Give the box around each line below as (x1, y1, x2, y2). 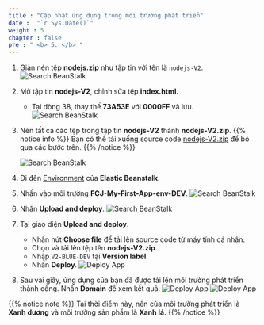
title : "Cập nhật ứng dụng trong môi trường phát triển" (8, 11, 204, 20)
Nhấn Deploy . (31, 260, 78, 270)
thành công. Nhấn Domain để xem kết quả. (19, 284, 161, 293)
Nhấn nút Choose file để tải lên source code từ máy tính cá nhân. (31, 235, 246, 244)
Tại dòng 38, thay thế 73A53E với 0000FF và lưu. (31, 102, 194, 112)
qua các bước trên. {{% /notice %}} (19, 143, 136, 152)
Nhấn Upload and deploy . (19, 204, 105, 214)
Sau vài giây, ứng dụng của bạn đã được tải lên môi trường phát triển (19, 275, 243, 285)
